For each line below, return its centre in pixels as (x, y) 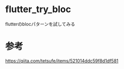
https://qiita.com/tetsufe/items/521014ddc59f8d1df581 (62, 61)
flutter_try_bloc (38, 9)
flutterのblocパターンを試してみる (40, 24)
